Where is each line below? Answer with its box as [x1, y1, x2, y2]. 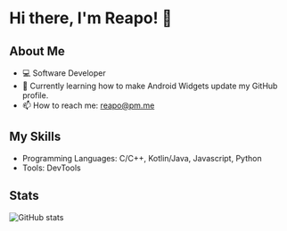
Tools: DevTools [21, 162, 82, 173]
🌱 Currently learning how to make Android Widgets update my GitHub [21, 80, 278, 91]
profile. [21, 90, 49, 101]
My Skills [9, 129, 61, 144]
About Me [9, 44, 65, 59]
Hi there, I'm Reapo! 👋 [9, 8, 173, 29]
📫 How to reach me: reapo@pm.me [21, 100, 155, 111]
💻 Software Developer [21, 68, 106, 78]
